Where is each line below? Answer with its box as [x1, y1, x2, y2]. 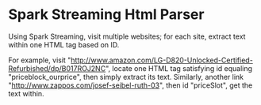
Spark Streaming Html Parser [8, 6, 205, 24]
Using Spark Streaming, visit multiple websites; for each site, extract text [8, 32, 246, 41]
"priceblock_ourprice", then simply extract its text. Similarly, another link [8, 72, 244, 81]
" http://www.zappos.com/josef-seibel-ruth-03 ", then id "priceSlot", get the [8, 81, 253, 90]
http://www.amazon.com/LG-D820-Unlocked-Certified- [71, 55, 254, 65]
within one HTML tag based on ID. [8, 39, 120, 49]
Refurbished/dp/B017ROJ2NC [8, 63, 106, 73]
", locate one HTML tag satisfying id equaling [106, 63, 252, 73]
